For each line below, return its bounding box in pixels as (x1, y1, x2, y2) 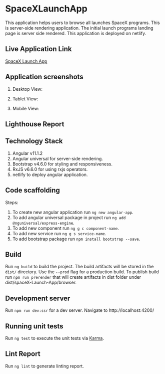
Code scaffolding (5, 186, 60, 195)
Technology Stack (5, 137, 63, 145)
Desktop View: (12, 86, 42, 92)
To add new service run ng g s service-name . (12, 230, 106, 236)
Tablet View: (12, 96, 38, 102)
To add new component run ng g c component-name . (12, 225, 119, 231)
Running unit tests (5, 322, 63, 330)
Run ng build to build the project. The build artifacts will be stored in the (5, 264, 154, 270)
